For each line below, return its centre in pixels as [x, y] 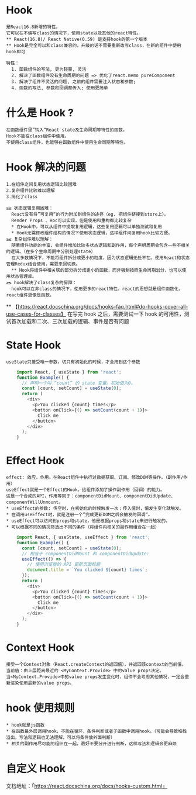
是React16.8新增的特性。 [33, 27]
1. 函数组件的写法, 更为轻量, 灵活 [49, 69]
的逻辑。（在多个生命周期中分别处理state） [51, 251]
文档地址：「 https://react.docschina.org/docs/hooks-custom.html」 [87, 786]
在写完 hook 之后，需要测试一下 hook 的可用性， [125, 314]
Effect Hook [35, 461]
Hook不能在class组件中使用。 [37, 136]
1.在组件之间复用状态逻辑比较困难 [42, 184]
